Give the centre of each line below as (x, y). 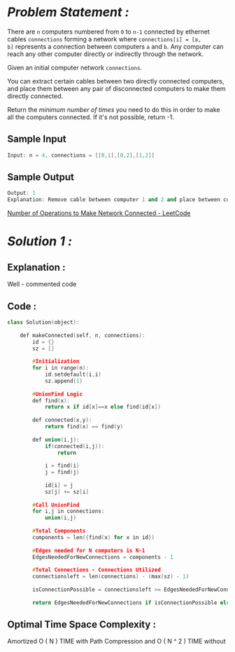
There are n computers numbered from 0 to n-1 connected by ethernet (108, 32)
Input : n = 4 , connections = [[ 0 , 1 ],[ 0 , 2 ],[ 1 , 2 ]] (81, 155)
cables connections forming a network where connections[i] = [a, (104, 39)
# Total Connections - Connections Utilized (97, 570)
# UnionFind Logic (57, 394)
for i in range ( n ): (61, 368)
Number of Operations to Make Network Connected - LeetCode (99, 213)
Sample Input (37, 139)
